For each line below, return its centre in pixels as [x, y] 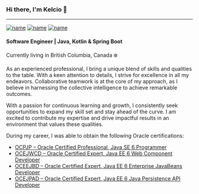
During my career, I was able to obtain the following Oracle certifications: [95, 135]
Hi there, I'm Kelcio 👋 [37, 9]
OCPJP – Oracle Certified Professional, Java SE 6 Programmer [91, 147]
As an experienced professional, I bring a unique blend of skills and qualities [99, 69]
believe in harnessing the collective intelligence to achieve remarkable [92, 88]
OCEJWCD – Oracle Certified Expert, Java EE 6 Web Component [94, 153]
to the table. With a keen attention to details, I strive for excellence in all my [98, 75]
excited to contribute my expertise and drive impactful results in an [88, 118]
